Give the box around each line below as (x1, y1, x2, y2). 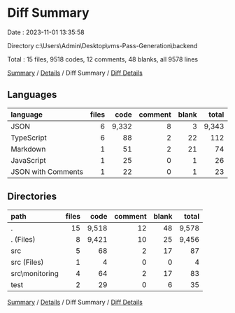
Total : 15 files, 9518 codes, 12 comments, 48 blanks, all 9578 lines (7, 54, 198, 64)
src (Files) (10, 257, 44, 267)
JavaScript (10, 155, 47, 165)
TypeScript (10, 133, 47, 143)
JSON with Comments (10, 166, 84, 176)
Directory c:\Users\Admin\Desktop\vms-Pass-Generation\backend (7, 41, 198, 50)
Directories (7, 191, 57, 203)
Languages (7, 89, 57, 101)
